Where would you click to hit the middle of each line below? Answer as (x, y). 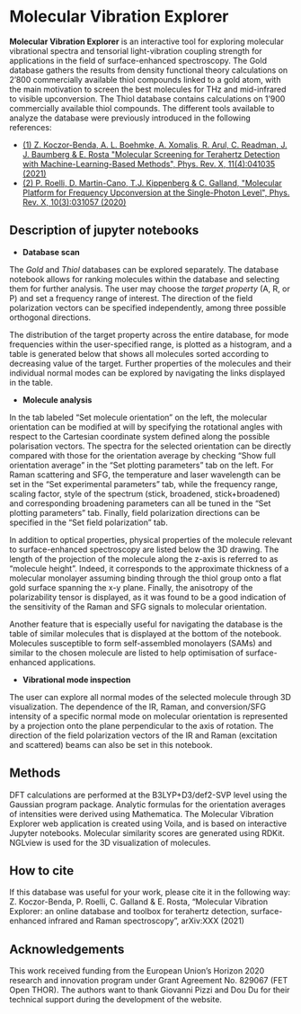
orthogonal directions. (50, 317)
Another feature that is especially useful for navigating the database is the (146, 624)
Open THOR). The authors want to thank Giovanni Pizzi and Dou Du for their (150, 990)
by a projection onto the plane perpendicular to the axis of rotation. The (142, 725)
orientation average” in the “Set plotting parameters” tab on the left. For (142, 465)
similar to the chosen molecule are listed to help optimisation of (127, 653)
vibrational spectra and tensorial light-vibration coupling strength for (136, 50)
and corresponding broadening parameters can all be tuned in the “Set (140, 503)
